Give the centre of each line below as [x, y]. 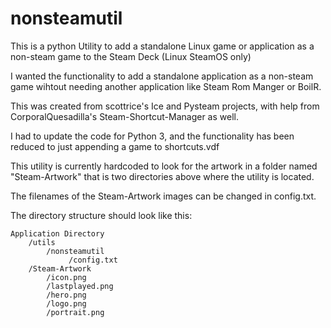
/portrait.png [75, 312]
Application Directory [57, 233]
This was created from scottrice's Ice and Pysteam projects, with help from [165, 106]
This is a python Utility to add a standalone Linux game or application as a [162, 46]
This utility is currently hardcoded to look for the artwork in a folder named [164, 166]
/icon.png [66, 277]
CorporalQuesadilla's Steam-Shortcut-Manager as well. [124, 116]
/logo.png [66, 303]
